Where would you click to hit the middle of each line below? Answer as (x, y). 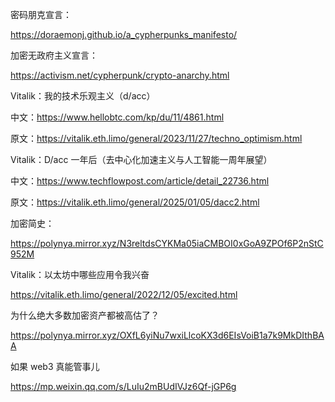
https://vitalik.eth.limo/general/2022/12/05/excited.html (124, 294)
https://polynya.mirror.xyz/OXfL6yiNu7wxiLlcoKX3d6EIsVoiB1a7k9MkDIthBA (167, 335)
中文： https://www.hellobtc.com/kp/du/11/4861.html (117, 117)
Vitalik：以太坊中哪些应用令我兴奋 (80, 274)
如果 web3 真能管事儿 (55, 366)
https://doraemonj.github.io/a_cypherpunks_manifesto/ (124, 34)
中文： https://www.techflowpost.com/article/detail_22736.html (140, 181)
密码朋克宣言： (41, 14)
